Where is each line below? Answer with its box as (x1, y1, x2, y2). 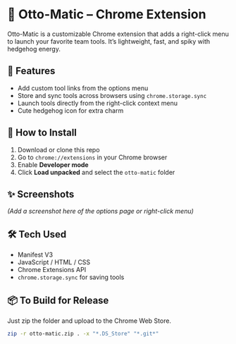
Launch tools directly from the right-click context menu (17, 99, 178, 107)
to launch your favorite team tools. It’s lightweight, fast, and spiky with (7, 37, 211, 45)
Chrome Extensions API (17, 266, 87, 274)
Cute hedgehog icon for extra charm (17, 106, 124, 115)
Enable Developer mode (17, 160, 89, 168)
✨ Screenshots (7, 188, 75, 200)
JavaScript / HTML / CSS (17, 258, 91, 266)
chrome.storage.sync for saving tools (17, 273, 125, 281)
